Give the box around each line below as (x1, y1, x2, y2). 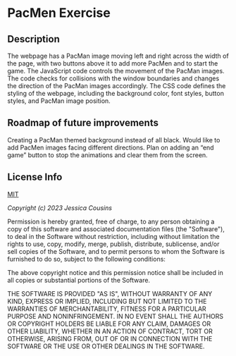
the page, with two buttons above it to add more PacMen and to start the (7, 59, 218, 68)
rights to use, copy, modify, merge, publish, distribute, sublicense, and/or (7, 240, 220, 248)
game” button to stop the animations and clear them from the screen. (7, 150, 208, 159)
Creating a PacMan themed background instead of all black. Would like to (7, 135, 221, 144)
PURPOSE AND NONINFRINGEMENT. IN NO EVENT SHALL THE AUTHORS (7, 312, 224, 320)
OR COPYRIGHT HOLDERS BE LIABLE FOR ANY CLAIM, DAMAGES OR (7, 319, 211, 328)
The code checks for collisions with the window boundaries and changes (7, 74, 220, 82)
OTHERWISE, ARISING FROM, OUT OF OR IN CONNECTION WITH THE (7, 334, 213, 343)
